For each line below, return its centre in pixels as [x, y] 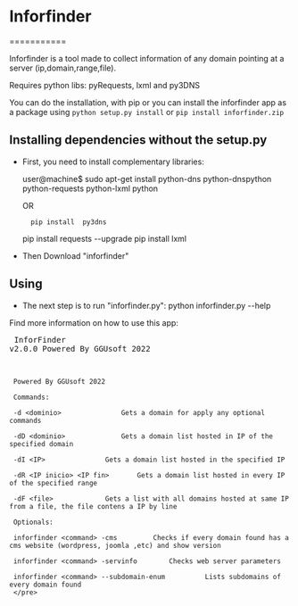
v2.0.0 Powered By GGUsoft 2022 [80, 349]
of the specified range [54, 483]
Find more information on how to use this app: [94, 322]
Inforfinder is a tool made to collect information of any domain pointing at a [147, 58]
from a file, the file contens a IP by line [93, 506]
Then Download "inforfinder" [75, 255]
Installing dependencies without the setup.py [138, 140]
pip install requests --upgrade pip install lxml [104, 238]
